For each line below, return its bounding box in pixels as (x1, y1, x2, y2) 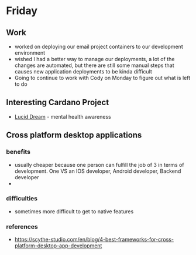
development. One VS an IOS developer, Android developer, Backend (14, 167, 181, 175)
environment (14, 49, 46, 56)
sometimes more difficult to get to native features (14, 207, 134, 215)
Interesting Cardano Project (6, 98, 109, 108)
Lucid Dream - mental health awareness (14, 113, 111, 120)
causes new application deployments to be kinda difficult (14, 68, 152, 75)
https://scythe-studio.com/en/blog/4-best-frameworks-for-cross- (14, 236, 174, 243)
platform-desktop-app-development (14, 242, 102, 249)
